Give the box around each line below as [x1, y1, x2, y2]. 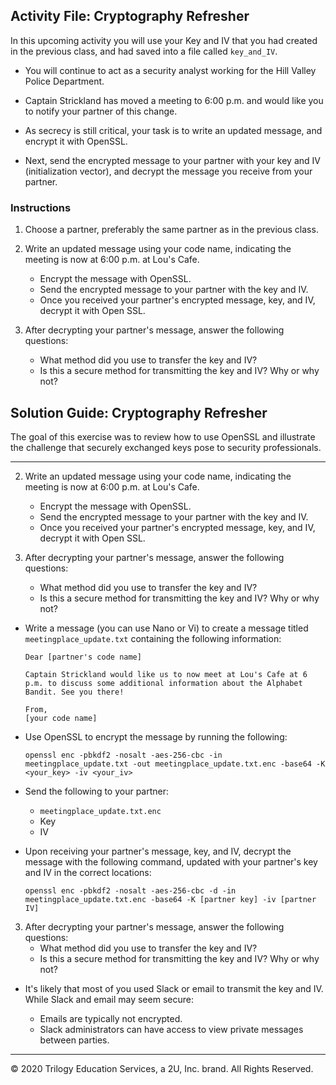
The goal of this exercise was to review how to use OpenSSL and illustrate [10, 430, 316, 443]
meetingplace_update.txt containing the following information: [24, 632, 282, 644]
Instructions [10, 200, 72, 214]
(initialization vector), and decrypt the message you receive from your [24, 165, 313, 177]
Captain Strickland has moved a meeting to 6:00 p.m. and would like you [24, 94, 324, 106]
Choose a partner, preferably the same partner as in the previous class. [24, 224, 319, 236]
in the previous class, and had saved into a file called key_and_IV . [10, 45, 278, 57]
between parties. [39, 1034, 110, 1046]
